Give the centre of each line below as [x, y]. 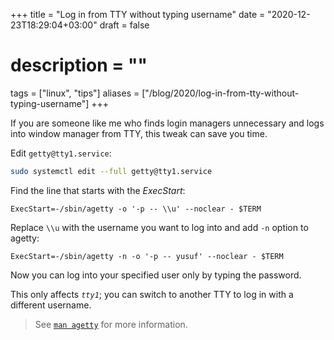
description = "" [79, 65]
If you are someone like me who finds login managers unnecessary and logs [167, 123]
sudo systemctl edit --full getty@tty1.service [111, 171]
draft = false [124, 25]
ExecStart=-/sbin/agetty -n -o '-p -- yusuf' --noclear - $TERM [147, 256]
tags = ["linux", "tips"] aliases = [75, 93]
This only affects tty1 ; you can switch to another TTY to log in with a [152, 294]
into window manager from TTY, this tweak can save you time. [139, 133]
